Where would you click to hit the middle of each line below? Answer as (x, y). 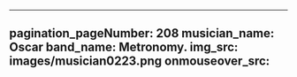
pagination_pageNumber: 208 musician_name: (142, 33)
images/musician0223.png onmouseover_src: (140, 62)
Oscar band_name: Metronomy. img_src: (124, 47)
